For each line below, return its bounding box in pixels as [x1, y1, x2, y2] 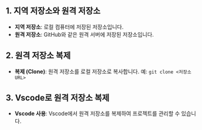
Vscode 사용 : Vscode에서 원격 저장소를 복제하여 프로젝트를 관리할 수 [14, 110, 181, 117]
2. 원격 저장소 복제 [5, 51, 71, 61]
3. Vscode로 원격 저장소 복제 [5, 93, 110, 103]
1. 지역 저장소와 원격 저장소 [5, 5, 101, 16]
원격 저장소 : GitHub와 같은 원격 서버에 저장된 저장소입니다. [14, 31, 154, 38]
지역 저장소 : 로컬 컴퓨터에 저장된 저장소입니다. [14, 23, 124, 31]
